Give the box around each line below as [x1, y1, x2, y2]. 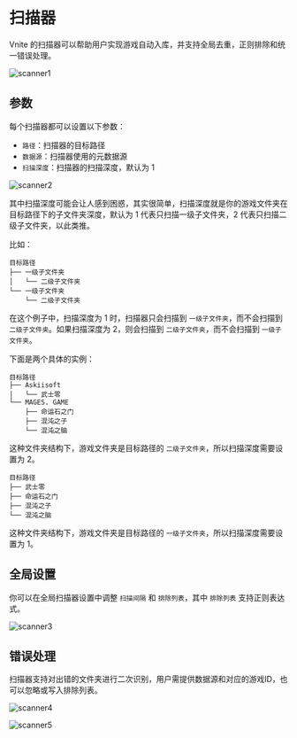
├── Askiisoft [9, 380, 62, 390]
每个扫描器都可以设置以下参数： [9, 120, 126, 131]
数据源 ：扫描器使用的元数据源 [21, 151, 128, 161]
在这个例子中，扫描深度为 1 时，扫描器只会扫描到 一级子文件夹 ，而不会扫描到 [9, 312, 283, 323]
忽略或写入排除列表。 [24, 685, 103, 695]
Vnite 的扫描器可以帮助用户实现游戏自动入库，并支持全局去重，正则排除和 [9, 39, 278, 50]
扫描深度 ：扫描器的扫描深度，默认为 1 [21, 161, 156, 173]
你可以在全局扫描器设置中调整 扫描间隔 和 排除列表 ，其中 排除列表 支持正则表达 [9, 592, 286, 602]
